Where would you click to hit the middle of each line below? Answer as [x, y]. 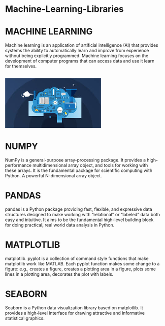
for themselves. [21, 66]
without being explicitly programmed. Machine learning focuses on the [77, 56]
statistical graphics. [25, 318]
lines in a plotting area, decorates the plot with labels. [59, 274]
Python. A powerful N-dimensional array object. [53, 176]
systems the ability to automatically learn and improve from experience [77, 51]
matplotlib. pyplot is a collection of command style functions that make [77, 258]
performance [18, 165]
